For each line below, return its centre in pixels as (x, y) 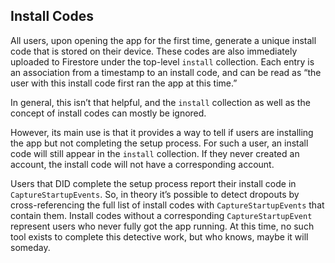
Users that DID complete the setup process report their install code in (153, 183)
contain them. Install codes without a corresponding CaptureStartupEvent (161, 215)
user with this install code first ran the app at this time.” (124, 83)
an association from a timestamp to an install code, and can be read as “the (166, 72)
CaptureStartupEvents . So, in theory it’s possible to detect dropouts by (155, 194)
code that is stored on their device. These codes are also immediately (154, 51)
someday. (30, 247)
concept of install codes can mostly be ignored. (108, 113)
